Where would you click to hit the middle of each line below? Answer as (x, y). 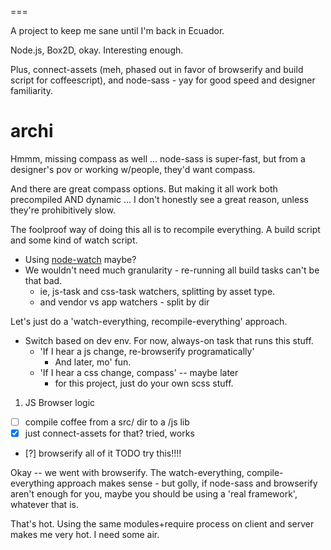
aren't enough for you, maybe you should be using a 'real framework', (154, 494)
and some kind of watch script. (74, 240)
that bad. (43, 280)
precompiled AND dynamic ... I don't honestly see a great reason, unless (159, 199)
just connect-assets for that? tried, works (109, 433)
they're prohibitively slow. (63, 210)
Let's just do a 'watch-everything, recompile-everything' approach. (149, 321)
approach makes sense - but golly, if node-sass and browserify (187, 483)
